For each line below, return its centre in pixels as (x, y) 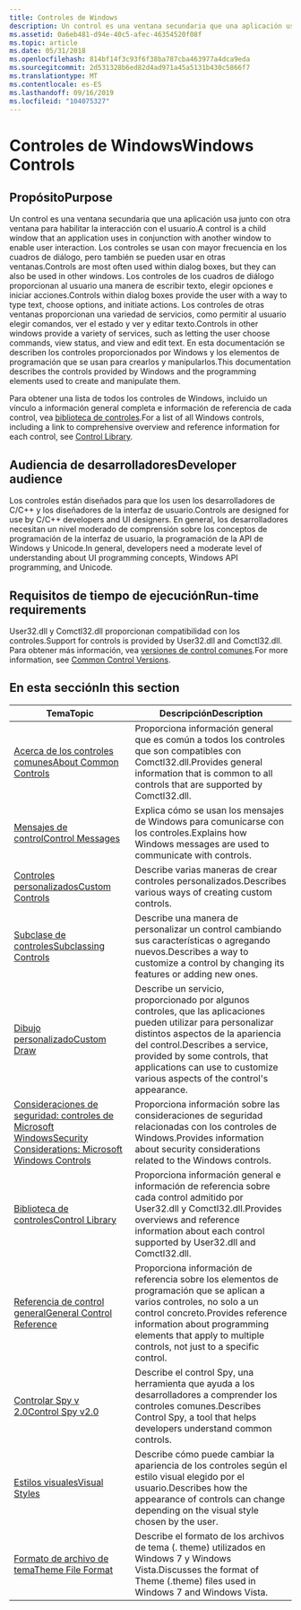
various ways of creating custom (204, 892)
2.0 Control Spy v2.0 (56, 1412)
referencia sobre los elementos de (207, 1279)
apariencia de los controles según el (211, 1466)
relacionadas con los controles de (206, 1126)
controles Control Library (65, 1220)
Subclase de (40, 934)
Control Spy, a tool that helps (196, 1417)
